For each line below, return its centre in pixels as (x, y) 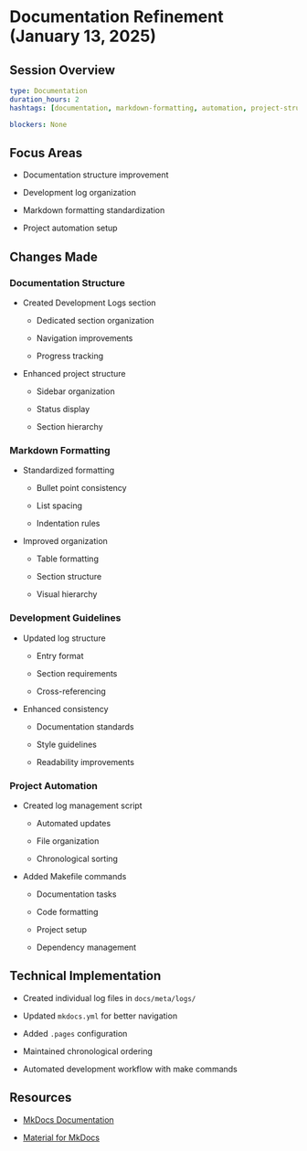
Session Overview (63, 70)
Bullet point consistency (81, 488)
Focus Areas (46, 153)
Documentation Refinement (116, 17)
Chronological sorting (77, 858)
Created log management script (83, 805)
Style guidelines (67, 744)
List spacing (59, 506)
